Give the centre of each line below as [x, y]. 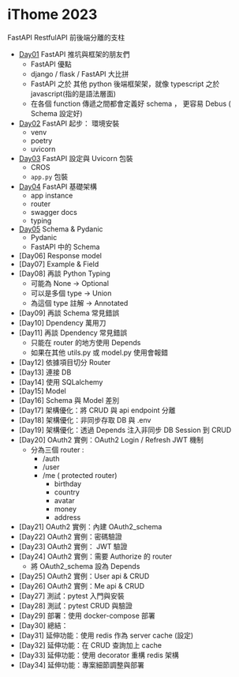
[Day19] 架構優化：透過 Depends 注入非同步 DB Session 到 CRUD [125, 430]
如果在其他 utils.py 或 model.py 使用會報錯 [99, 352]
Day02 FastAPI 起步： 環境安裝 [69, 123]
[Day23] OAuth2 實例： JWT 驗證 [73, 546]
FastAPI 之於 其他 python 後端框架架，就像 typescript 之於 [125, 84]
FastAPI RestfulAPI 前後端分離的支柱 [66, 37]
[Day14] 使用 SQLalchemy [61, 382]
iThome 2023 [52, 15]
